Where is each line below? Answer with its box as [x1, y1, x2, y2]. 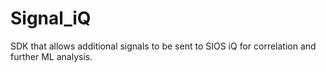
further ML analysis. [10, 50, 93, 62]
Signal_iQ [10, 7, 92, 30]
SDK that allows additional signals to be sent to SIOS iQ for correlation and [10, 40, 317, 52]
